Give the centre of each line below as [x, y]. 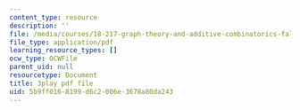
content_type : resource [54, 17]
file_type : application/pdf [62, 42]
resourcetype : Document [54, 75]
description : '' [39, 26]
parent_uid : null [42, 67]
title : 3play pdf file [51, 83]
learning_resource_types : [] [63, 51]
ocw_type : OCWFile [43, 59]
